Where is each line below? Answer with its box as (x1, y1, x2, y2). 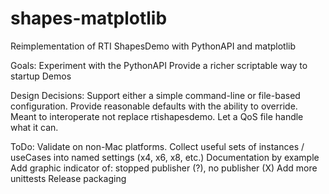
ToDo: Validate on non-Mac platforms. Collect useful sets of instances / (10, 140, 305, 152)
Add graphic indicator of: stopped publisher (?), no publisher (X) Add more (10, 162, 318, 174)
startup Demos (10, 70, 72, 82)
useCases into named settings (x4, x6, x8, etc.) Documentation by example (10, 151, 320, 163)
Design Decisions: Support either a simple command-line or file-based (10, 89, 301, 101)
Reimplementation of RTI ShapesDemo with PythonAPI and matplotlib (10, 40, 297, 52)
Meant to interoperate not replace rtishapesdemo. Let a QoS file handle (10, 110, 304, 122)
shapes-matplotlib (10, 7, 168, 30)
